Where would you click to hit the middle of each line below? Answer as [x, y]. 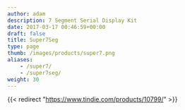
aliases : [20, 60]
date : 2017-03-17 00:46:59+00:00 [56, 27]
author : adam [26, 14]
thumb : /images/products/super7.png [61, 54]
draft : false [26, 33]
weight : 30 [23, 79]
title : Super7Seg [33, 40]
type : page [23, 47]
